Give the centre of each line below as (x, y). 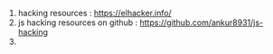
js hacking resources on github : (78, 22)
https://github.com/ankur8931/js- (202, 22)
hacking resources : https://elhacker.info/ (94, 13)
